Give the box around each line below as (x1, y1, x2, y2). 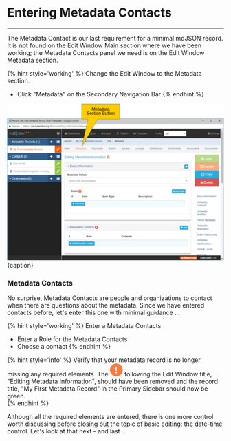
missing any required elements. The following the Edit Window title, (7, 370, 212, 378)
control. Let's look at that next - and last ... (7, 427, 127, 435)
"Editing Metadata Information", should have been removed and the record (7, 377, 219, 386)
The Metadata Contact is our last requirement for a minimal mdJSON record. (7, 34, 223, 42)
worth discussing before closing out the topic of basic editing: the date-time (7, 420, 223, 428)
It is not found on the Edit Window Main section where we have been (7, 41, 202, 50)
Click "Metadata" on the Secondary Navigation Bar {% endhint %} (16, 89, 205, 98)
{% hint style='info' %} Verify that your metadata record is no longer (7, 356, 201, 364)
